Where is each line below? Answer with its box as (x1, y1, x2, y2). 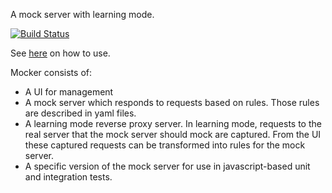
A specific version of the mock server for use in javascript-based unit (24, 160, 311, 172)
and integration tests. (24, 171, 113, 183)
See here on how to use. (10, 47, 111, 59)
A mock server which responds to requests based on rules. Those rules (24, 97, 320, 108)
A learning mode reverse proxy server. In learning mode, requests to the (24, 118, 322, 129)
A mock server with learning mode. (10, 9, 155, 20)
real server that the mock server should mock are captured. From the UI (24, 129, 322, 140)
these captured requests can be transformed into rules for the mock (24, 139, 306, 151)
